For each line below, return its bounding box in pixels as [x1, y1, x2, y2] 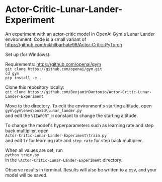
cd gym [5, 71, 19, 76]
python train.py [5, 152, 39, 157]
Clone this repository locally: [5, 84, 64, 90]
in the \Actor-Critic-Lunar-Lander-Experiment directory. [5, 157, 123, 163]
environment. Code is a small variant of [5, 36, 87, 42]
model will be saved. [5, 172, 48, 178]
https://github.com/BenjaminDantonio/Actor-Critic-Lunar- [27, 89, 152, 94]
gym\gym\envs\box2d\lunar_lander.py [5, 108, 82, 113]
